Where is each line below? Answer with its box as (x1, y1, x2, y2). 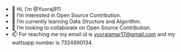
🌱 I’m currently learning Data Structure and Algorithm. (11, 18, 142, 25)
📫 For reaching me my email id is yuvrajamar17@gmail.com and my (11, 31, 176, 37)
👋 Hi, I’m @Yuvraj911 (11, 6, 62, 12)
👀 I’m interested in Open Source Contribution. (11, 12, 122, 19)
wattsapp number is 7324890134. (11, 39, 93, 46)
